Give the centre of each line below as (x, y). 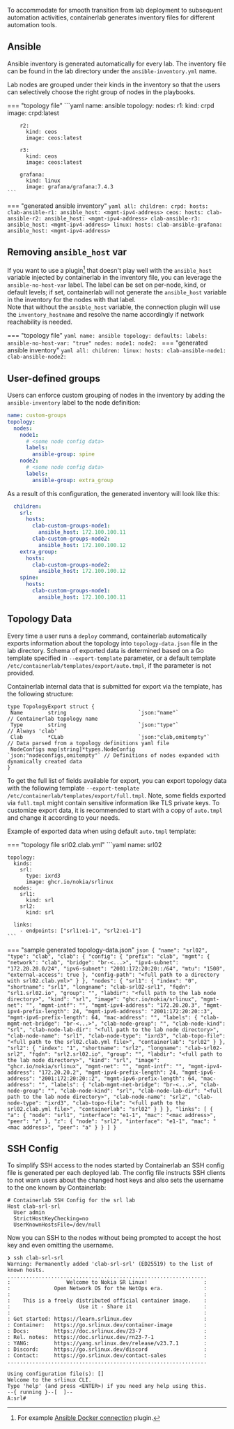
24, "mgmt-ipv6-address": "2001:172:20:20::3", (143, 1011)
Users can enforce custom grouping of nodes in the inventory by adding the (116, 395)
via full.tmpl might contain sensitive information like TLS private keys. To (114, 802)
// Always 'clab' (32, 731)
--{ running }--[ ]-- (40, 1392)
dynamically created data (45, 761)
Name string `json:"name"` (94, 712)
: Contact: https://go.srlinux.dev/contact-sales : (107, 1356)
